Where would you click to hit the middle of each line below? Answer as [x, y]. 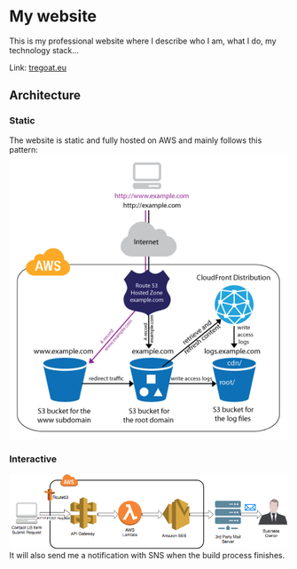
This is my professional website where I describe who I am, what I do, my [143, 41]
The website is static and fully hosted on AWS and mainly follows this [136, 140]
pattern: [23, 149]
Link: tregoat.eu [38, 67]
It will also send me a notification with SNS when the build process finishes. [147, 556]
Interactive [33, 459]
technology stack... [44, 50]
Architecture [45, 95]
